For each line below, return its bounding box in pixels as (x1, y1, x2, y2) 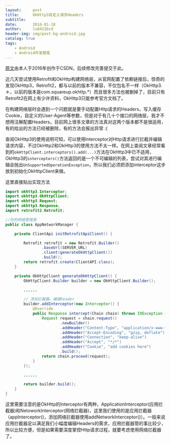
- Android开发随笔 (14, 50, 50, 55)
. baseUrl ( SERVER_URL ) (41, 245, 88, 251)
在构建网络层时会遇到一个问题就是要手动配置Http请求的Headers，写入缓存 (5, 106, 162, 112)
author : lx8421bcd (5, 27, 53, 32)
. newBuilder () (60, 320, 90, 325)
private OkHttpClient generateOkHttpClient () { (14, 273, 117, 279)
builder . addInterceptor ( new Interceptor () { (23, 301, 120, 307)
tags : (5, 41, 17, 46)
